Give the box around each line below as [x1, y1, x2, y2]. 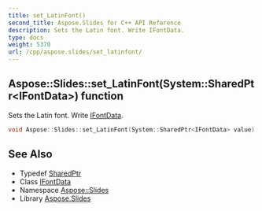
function [80, 90, 124, 103]
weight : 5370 [8, 41, 51, 49]
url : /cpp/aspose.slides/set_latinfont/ [8, 48, 143, 56]
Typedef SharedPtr [19, 168, 82, 178]
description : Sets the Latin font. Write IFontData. [8, 26, 185, 34]
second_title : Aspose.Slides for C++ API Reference [8, 19, 181, 27]
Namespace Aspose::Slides [19, 185, 109, 194]
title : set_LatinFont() [8, 11, 87, 20]
